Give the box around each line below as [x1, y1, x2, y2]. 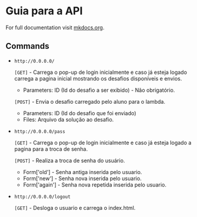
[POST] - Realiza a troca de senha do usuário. [14, 157, 126, 164]
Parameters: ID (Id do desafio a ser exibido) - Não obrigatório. [23, 86, 175, 94]
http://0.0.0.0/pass [14, 128, 65, 135]
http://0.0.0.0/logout [14, 194, 71, 200]
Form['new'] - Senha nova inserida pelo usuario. [23, 175, 142, 182]
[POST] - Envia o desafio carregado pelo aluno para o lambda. [14, 98, 165, 105]
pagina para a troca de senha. [14, 145, 88, 153]
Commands [5, 41, 50, 51]
